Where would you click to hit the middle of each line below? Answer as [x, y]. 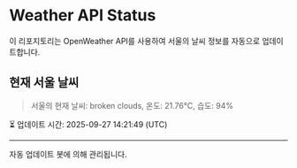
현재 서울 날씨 [44, 83]
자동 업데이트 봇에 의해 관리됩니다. [68, 154]
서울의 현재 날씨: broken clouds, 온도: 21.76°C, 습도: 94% [132, 105]
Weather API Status [83, 15]
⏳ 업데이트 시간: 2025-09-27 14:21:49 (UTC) [88, 124]
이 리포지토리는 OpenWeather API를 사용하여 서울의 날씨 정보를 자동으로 [135, 41]
